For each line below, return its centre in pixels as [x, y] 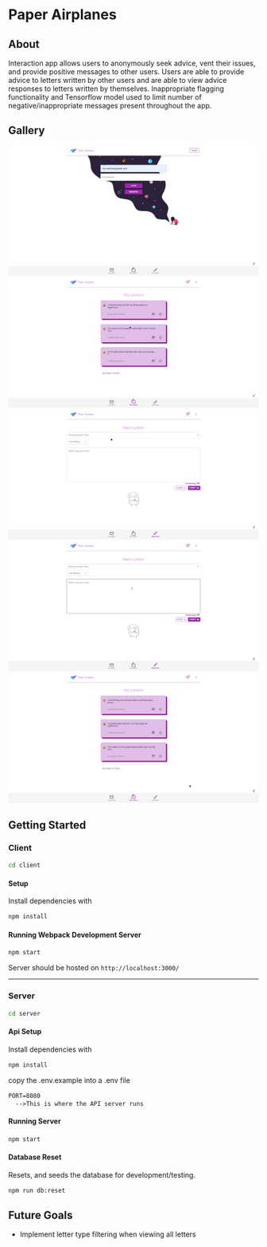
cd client [25, 865]
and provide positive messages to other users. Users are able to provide [126, 72]
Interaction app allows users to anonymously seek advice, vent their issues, [132, 63]
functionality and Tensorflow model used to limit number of [105, 97]
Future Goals [41, 1216]
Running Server [35, 1121]
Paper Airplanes [62, 15]
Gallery [27, 130]
